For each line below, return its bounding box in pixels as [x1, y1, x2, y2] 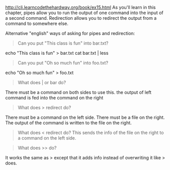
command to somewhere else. [5, 20, 69, 26]
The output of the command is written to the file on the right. [5, 120, 132, 126]
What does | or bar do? [17, 80, 66, 85]
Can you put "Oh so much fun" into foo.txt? [17, 60, 109, 65]
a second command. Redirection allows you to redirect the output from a [5, 15, 157, 21]
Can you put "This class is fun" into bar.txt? [17, 40, 109, 46]
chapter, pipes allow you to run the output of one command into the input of [5, 10, 164, 16]
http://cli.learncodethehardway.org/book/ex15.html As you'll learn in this [5, 5, 156, 10]
